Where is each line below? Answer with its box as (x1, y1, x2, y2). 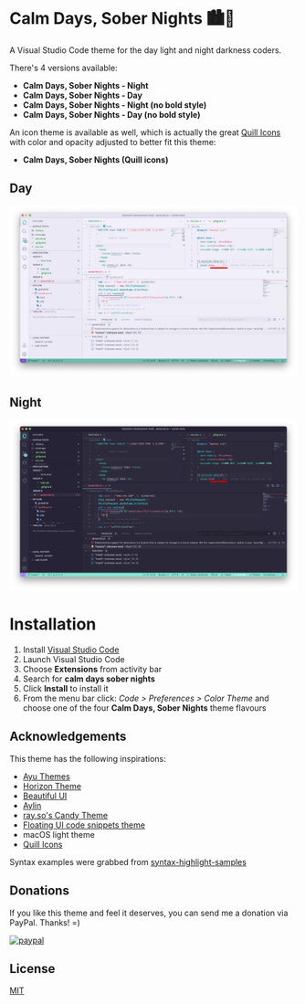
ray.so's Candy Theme (22, 809, 108, 820)
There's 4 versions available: (9, 62, 118, 73)
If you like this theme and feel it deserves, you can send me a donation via (9, 907, 289, 918)
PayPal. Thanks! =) (9, 916, 80, 928)
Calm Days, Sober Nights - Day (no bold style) (22, 109, 201, 120)
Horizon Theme (22, 780, 82, 791)
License (9, 961, 56, 977)
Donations (9, 883, 70, 899)
